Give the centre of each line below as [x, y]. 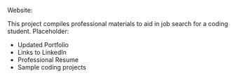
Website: [20, 10]
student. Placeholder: [38, 31]
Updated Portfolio [43, 45]
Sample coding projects [52, 67]
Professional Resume [48, 60]
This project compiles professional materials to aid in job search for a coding [118, 24]
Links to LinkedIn [42, 52]
